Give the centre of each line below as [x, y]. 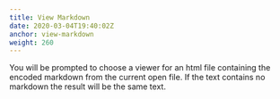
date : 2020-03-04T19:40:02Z [62, 26]
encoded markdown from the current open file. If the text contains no [137, 78]
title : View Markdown [50, 17]
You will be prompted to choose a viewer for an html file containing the [140, 68]
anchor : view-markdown [52, 34]
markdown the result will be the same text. [87, 87]
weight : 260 [31, 42]
